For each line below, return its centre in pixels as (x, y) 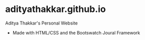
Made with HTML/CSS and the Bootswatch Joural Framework (76, 32)
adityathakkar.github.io (56, 9)
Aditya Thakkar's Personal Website (42, 23)
